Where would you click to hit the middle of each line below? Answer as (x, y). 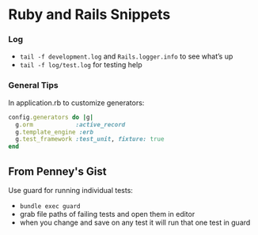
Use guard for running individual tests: (70, 190)
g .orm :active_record (70, 124)
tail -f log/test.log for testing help (81, 65)
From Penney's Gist (57, 171)
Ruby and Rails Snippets (89, 15)
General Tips (34, 85)
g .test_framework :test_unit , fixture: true (90, 139)
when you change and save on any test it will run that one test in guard (135, 222)
